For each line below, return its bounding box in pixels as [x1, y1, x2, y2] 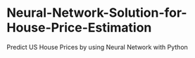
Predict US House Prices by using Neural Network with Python [6, 43, 188, 51]
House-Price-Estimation [6, 20, 152, 36]
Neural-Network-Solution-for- [6, 5, 187, 21]
